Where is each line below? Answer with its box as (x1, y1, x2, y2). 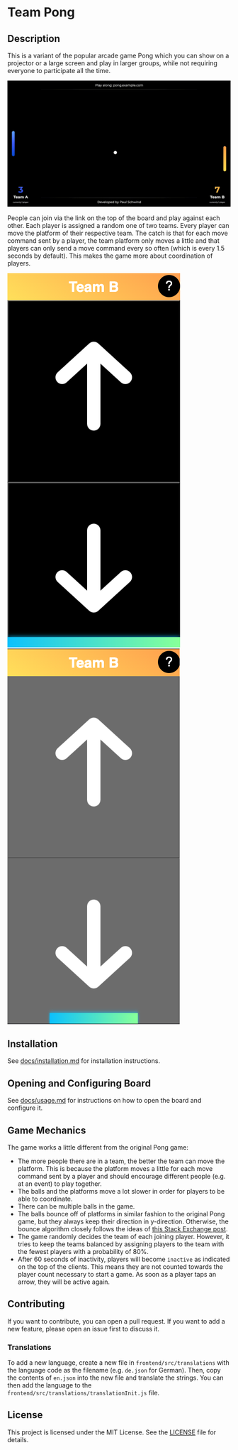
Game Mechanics (7, 1124, 86, 1136)
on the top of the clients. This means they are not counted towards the (17, 1262, 223, 1271)
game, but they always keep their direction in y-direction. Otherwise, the (17, 1217, 229, 1226)
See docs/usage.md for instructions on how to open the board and (7, 1096, 202, 1105)
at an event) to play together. (17, 1179, 103, 1188)
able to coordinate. (17, 1194, 73, 1203)
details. (7, 1435, 29, 1444)
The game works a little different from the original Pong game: (7, 1143, 189, 1151)
